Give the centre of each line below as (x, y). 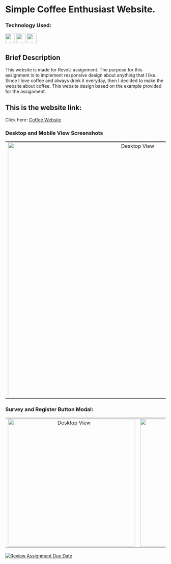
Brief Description (33, 57)
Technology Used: (28, 25)
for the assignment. (26, 92)
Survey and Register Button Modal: (49, 409)
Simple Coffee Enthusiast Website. (80, 9)
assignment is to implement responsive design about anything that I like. (81, 75)
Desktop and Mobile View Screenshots (54, 133)
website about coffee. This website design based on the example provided (83, 86)
